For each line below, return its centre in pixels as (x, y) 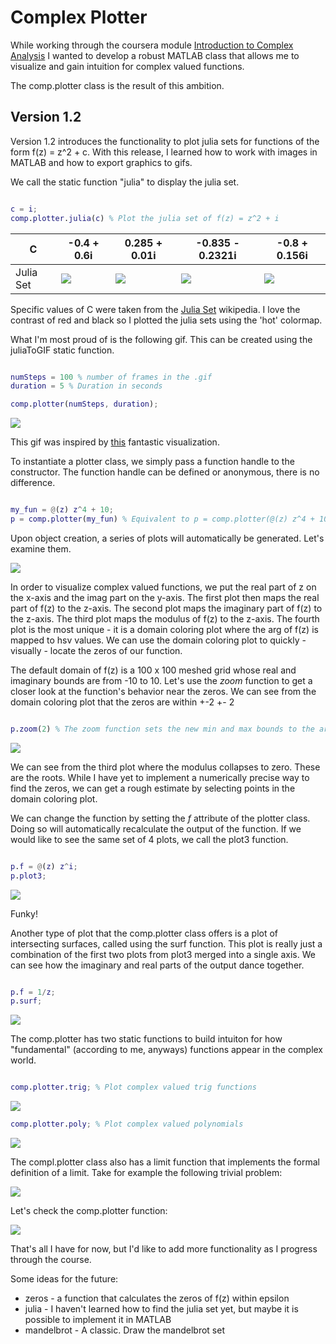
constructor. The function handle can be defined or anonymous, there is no (165, 472)
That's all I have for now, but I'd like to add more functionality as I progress (164, 1249)
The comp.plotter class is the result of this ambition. (117, 85)
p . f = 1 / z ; (33, 992)
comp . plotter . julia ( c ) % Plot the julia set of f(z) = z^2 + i (145, 218)
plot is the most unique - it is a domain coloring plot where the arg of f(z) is (164, 629)
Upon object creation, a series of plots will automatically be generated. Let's (167, 538)
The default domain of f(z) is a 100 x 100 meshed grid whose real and (153, 670)
